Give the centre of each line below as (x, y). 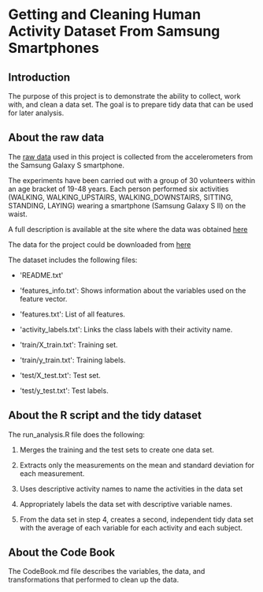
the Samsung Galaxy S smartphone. (66, 165)
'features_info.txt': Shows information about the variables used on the (133, 290)
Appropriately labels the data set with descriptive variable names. (126, 504)
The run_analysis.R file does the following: (77, 434)
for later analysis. (36, 113)
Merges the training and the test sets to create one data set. (117, 450)
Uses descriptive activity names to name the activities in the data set (131, 489)
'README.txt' (41, 275)
